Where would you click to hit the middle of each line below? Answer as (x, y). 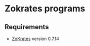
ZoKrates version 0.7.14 (35, 39)
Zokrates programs (45, 9)
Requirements (27, 27)
